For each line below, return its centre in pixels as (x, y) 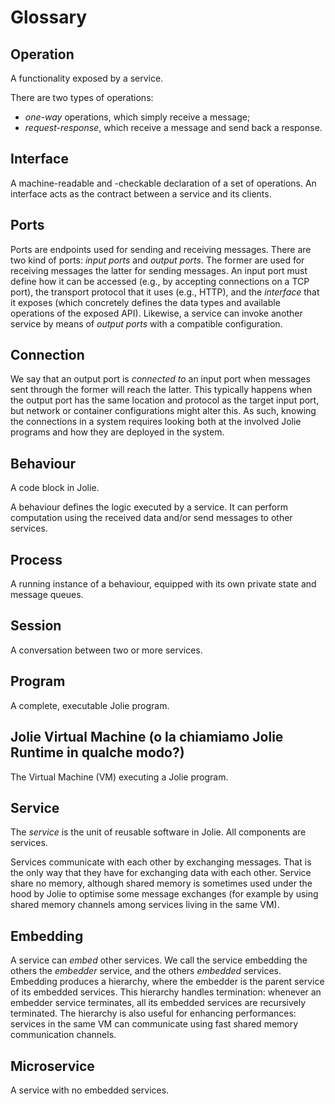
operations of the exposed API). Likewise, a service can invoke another (156, 313)
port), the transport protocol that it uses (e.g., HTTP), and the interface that (165, 292)
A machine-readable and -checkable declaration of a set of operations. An (163, 183)
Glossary (49, 17)
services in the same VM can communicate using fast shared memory (154, 1024)
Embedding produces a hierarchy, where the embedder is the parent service (167, 982)
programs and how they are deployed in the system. (117, 432)
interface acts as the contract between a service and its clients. (141, 193)
